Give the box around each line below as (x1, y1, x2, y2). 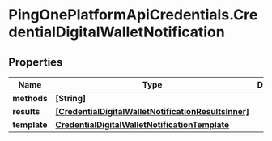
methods (12, 93, 48, 104)
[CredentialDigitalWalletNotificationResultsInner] (55, 106, 249, 117)
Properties (8, 55, 63, 69)
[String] (55, 93, 87, 104)
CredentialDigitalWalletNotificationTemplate (55, 119, 229, 130)
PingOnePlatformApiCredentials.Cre (8, 6, 258, 24)
